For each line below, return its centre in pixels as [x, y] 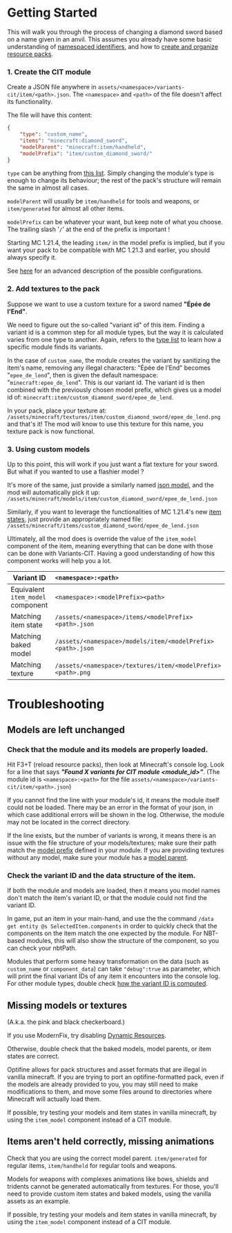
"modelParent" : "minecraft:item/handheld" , [83, 147]
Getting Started [52, 13]
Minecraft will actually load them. [54, 1099]
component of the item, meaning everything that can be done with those [110, 546]
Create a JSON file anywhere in [52, 87]
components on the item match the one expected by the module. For [105, 933]
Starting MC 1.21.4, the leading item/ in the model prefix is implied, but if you [116, 243]
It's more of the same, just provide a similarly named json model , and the [110, 485]
